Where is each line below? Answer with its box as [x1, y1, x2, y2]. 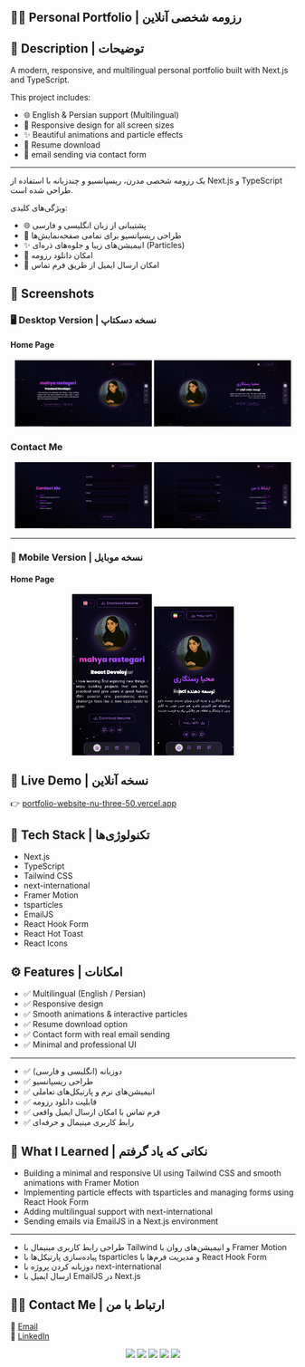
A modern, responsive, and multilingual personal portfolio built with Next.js [10, 65, 289, 76]
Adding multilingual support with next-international [23, 1207, 214, 1218]
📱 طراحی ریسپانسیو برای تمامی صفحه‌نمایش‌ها [23, 230, 182, 241]
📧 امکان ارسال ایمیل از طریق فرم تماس [23, 260, 160, 271]
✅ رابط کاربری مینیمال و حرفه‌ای [23, 1117, 135, 1128]
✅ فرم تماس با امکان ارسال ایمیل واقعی [23, 1107, 161, 1118]
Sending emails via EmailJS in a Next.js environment [23, 1216, 219, 1227]
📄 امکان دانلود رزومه [23, 250, 93, 261]
